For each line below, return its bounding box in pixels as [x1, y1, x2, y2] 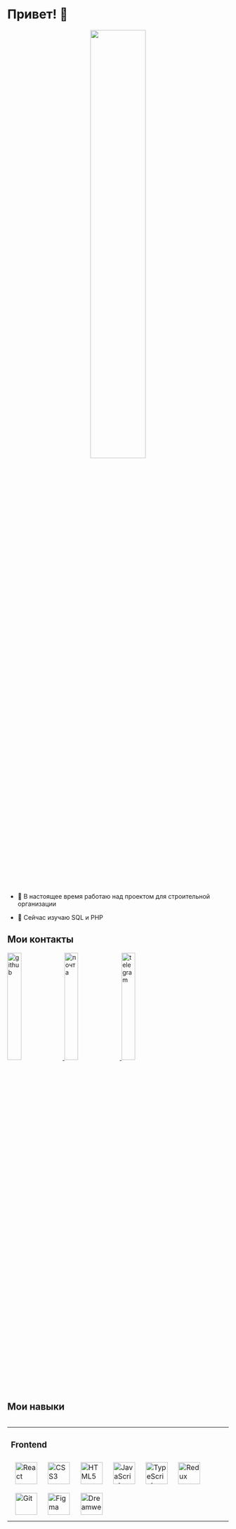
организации [17, 899, 56, 908]
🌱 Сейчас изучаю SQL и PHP [17, 913, 104, 921]
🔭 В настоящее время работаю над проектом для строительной [17, 892, 211, 900]
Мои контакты [7, 934, 74, 946]
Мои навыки [7, 1401, 65, 1413]
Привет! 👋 [7, 6, 68, 22]
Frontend [11, 1439, 48, 1450]
